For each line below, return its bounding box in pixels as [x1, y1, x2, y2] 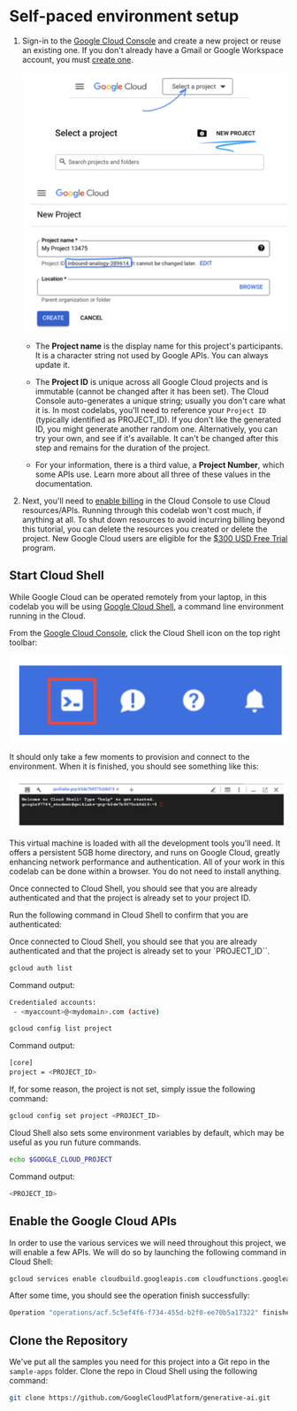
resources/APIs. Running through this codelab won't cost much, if [21, 504, 263, 515]
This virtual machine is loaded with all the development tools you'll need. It [9, 838, 281, 848]
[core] [9, 1059, 34, 1068]
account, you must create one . [21, 54, 134, 65]
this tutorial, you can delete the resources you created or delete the [21, 524, 268, 534]
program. [21, 542, 56, 553]
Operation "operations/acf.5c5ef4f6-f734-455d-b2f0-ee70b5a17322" [9, 1308, 259, 1317]
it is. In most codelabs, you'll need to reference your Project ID [34, 404, 267, 415]
